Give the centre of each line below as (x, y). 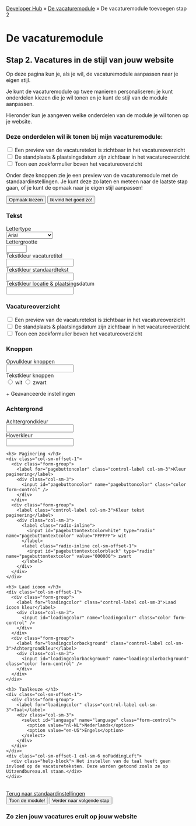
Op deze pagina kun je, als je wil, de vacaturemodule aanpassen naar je (92, 74)
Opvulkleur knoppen (31, 362)
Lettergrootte (22, 242)
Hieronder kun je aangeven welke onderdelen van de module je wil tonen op (97, 115)
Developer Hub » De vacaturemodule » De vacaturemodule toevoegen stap (97, 8)
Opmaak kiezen (26, 200)
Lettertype (19, 228)
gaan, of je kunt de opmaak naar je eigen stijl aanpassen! (74, 188)
